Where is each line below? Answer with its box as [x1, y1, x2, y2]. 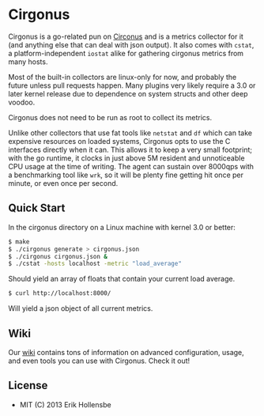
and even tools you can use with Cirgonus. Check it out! [8, 356, 190, 365]
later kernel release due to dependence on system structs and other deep [8, 89, 248, 98]
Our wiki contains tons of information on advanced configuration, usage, [8, 347, 245, 357]
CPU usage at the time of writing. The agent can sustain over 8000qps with [8, 161, 255, 171]
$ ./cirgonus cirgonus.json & [8, 252, 108, 260]
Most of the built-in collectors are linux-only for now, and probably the [8, 72, 237, 81]
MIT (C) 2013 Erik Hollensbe [19, 399, 112, 409]
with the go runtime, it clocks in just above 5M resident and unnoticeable [8, 153, 245, 163]
